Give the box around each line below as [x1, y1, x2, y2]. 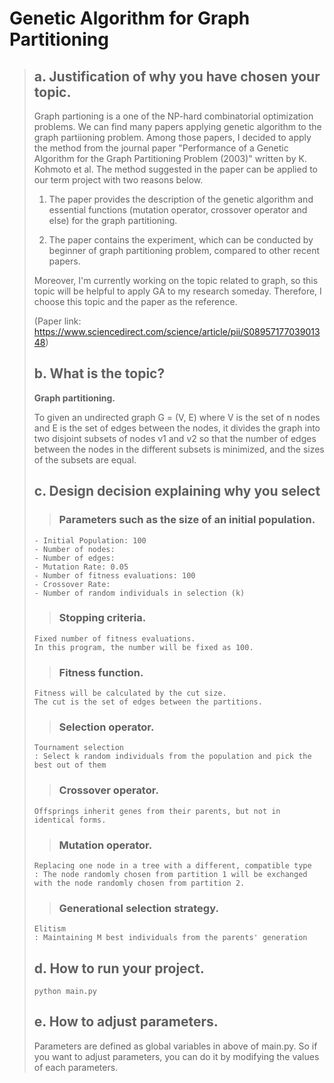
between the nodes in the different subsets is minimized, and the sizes [33, 443, 325, 455]
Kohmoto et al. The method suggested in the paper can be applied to [33, 163, 319, 175]
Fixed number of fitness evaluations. [33, 633, 196, 644]
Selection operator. [58, 720, 155, 734]
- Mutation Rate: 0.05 [33, 562, 129, 572]
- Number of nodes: [33, 544, 116, 554]
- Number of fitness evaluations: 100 [33, 570, 196, 581]
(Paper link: [33, 315, 82, 327]
